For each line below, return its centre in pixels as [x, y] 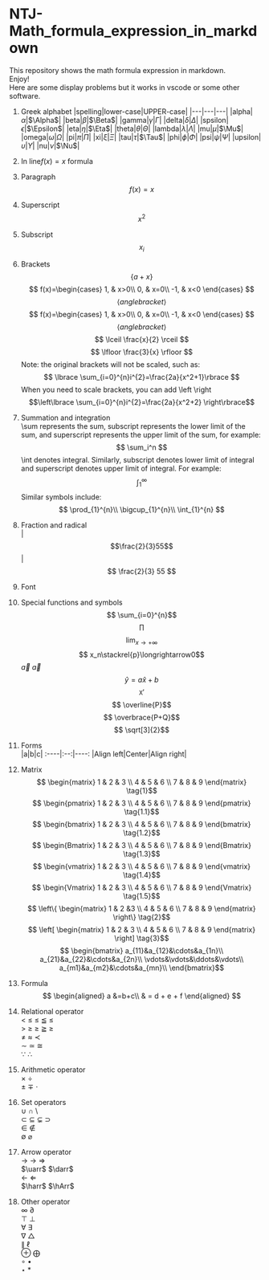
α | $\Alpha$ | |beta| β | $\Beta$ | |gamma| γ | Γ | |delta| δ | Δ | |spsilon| [124, 120]
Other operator [45, 1201]
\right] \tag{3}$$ [142, 938]
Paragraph [38, 177]
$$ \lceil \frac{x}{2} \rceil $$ [142, 340]
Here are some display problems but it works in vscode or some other [124, 87]
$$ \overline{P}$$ [142, 704]
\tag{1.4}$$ [142, 874]
